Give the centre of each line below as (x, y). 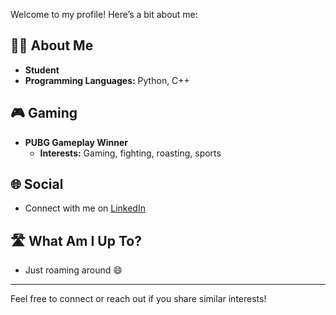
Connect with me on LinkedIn (85, 208)
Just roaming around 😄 (73, 270)
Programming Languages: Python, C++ (107, 80)
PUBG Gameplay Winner (76, 142)
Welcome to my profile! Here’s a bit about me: (104, 14)
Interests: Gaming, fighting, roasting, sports (130, 153)
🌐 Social (37, 184)
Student (42, 70)
